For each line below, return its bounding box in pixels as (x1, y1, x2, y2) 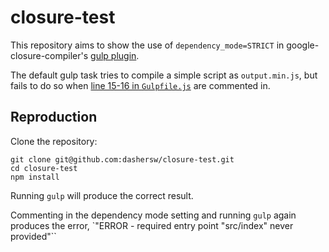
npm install (10, 172, 60, 182)
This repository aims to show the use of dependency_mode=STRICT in (10, 39, 285, 51)
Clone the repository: (10, 135, 98, 147)
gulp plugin (90, 49, 137, 61)
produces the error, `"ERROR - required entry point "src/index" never (10, 219, 294, 231)
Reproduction (10, 109, 98, 126)
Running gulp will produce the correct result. (10, 189, 194, 201)
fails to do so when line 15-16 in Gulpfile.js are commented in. (10, 79, 271, 91)
